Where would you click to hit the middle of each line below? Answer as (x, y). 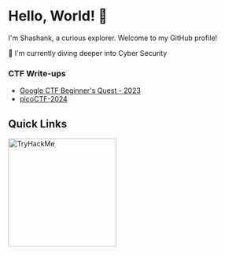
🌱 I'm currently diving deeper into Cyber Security (88, 53)
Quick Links (38, 124)
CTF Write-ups (37, 73)
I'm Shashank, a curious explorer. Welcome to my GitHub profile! (113, 38)
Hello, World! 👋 (58, 16)
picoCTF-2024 (44, 99)
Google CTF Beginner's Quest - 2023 (80, 91)
